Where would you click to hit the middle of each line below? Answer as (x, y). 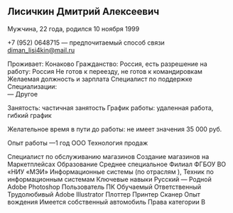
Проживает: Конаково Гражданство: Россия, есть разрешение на (107, 64)
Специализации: (32, 86)
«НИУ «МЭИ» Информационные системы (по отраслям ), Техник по (111, 171)
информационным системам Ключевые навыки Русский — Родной (109, 179)
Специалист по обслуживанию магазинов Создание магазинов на (108, 156)
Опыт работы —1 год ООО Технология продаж (78, 143)
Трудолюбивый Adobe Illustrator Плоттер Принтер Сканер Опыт (104, 194)
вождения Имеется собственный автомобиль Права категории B (107, 202)
